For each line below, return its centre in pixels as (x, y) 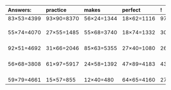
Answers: (20, 10)
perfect (131, 10)
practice (56, 10)
